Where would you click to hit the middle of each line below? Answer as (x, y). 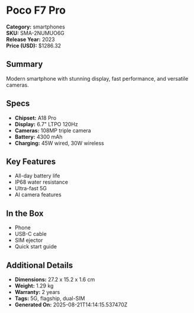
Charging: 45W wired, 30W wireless (59, 143)
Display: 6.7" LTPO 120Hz (46, 124)
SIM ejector (29, 240)
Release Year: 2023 (30, 39)
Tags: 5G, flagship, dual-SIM (50, 298)
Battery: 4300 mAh (38, 136)
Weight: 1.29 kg (34, 286)
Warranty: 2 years (37, 292)
